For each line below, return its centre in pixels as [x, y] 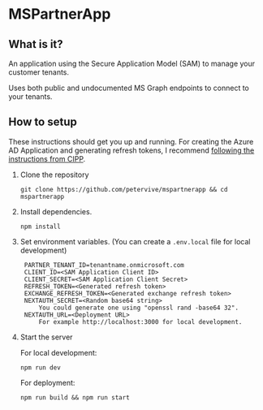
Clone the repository [54, 175]
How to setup [43, 122]
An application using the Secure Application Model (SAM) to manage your [132, 63]
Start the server [46, 337]
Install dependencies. [56, 211]
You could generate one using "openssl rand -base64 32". [139, 308]
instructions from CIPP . [47, 158]
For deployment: [47, 382]
